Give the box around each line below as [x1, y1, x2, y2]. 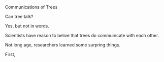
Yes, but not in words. [5, 23, 49, 29]
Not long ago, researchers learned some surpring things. [5, 42, 121, 48]
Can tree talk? [5, 14, 33, 19]
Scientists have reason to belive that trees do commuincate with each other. [5, 33, 159, 38]
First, [5, 51, 16, 57]
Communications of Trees [5, 4, 58, 10]
